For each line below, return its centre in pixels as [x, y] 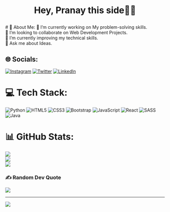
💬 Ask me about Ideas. [29, 43]
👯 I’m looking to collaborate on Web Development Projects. [67, 33]
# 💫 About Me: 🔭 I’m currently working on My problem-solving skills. [76, 27]
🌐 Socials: [22, 59]
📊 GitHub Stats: [40, 137]
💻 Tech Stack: [36, 93]
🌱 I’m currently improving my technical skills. [52, 38]
